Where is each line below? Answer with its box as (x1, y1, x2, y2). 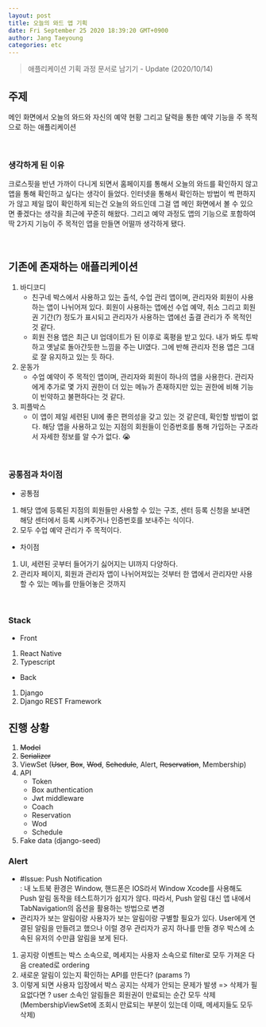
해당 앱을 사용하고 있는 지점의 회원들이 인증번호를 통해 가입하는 (42, 422, 237, 431)
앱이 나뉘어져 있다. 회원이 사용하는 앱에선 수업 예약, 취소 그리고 (46, 303, 241, 312)
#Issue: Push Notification (19, 873, 102, 884)
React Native (19, 648, 62, 658)
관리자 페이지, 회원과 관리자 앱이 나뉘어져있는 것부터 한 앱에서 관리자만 (19, 569, 238, 579)
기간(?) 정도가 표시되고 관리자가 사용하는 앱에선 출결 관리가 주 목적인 (40, 312, 253, 322)
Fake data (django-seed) (19, 836, 101, 845)
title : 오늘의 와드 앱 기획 (8, 19, 88, 27)
